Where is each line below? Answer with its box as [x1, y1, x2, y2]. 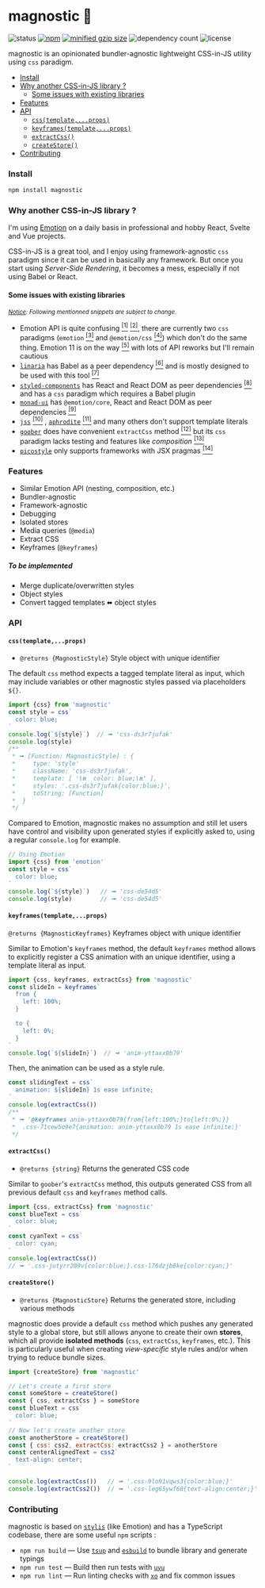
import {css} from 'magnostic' [8, 701, 112, 709]
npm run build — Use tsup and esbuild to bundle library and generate [19, 1546, 248, 1555]
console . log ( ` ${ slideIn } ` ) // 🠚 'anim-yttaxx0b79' [8, 1049, 184, 1057]
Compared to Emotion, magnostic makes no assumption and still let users [8, 819, 248, 828]
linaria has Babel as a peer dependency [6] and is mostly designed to [19, 359, 249, 370]
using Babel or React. [8, 272, 78, 282]
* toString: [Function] [11, 789, 104, 797]
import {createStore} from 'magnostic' [8, 1367, 140, 1375]
